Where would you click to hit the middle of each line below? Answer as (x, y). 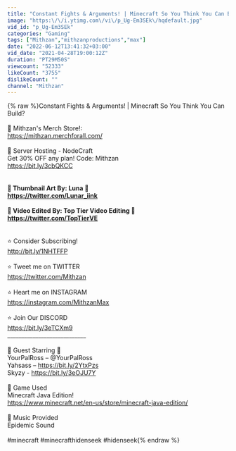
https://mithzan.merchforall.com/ (55, 136)
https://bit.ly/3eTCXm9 (40, 328)
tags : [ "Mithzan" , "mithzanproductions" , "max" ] (77, 40)
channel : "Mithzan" (36, 86)
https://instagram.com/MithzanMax (58, 302)
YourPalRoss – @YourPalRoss (50, 358)
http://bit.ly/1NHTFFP (38, 252)
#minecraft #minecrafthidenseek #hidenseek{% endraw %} (94, 440)
